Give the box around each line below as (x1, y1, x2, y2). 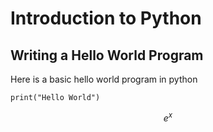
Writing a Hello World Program (10, 47, 204, 64)
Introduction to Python (10, 7, 202, 30)
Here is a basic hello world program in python (10, 73, 198, 85)
